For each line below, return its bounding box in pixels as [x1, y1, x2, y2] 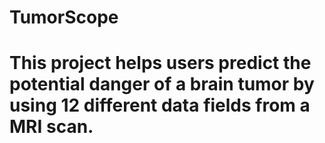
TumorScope [9, 6, 119, 29]
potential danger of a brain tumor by [9, 73, 315, 96]
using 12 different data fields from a [9, 94, 311, 117]
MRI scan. [9, 116, 94, 138]
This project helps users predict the [9, 52, 312, 75]
